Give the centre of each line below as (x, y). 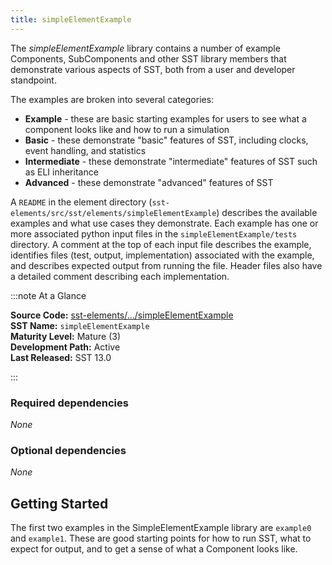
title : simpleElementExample (71, 19)
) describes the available (267, 212)
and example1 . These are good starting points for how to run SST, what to (161, 538)
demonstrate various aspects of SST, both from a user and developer (153, 69)
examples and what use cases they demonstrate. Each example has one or (164, 223)
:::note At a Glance (48, 295)
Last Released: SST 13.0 (61, 357)
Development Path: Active (65, 347)
